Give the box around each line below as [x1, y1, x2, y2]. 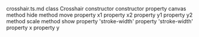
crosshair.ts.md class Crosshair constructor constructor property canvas [6, 5, 186, 12]
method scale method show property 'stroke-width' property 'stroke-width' [6, 18, 194, 24]
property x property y [6, 24, 60, 31]
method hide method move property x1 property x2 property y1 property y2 [6, 11, 193, 18]
